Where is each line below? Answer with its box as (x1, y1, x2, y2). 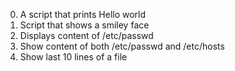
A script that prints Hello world (19, 9, 147, 20)
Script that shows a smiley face (19, 19, 150, 31)
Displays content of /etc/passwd (19, 30, 154, 41)
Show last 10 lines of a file (19, 51, 128, 63)
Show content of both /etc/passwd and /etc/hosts (19, 40, 225, 52)
